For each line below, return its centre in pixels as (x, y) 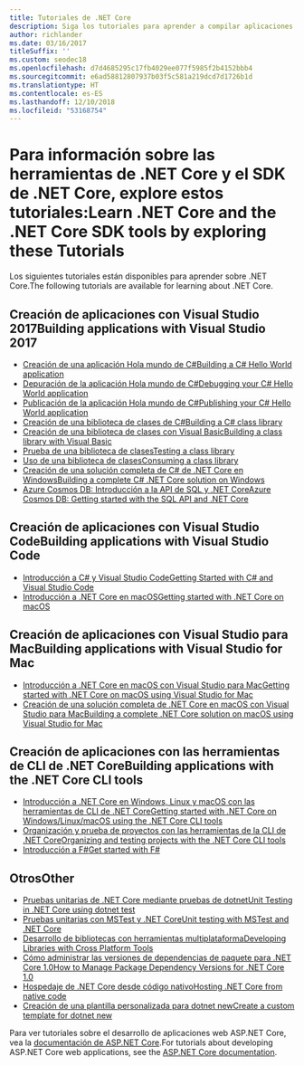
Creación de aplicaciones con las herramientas (145, 752)
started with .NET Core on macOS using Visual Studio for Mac (138, 694)
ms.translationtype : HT (54, 85)
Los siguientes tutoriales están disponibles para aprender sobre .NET (138, 276)
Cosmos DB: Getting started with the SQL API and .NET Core (135, 499)
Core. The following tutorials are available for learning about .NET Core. (141, 286)
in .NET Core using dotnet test (79, 909)
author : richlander (46, 34)
